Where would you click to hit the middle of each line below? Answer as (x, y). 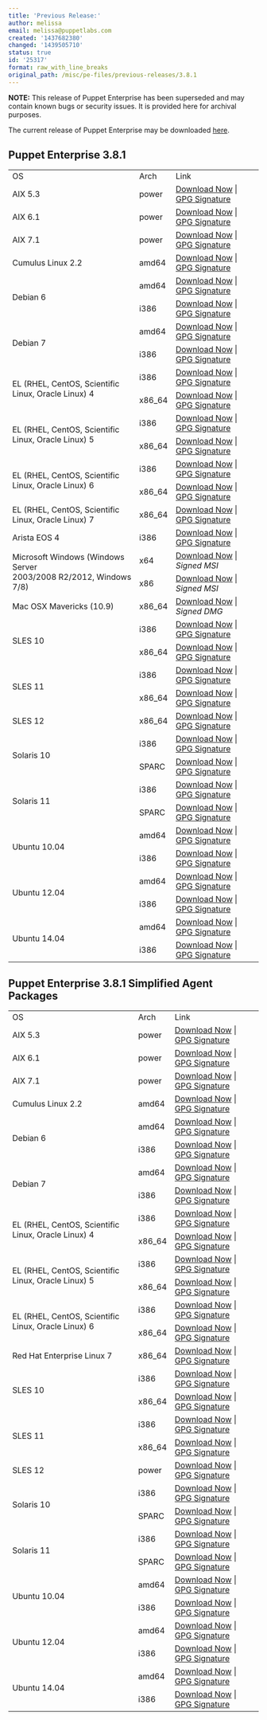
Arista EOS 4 (36, 538)
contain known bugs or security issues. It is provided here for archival (122, 106)
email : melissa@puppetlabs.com (60, 30)
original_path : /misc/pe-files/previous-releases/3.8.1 (103, 75)
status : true (30, 53)
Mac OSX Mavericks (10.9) (63, 606)
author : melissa (35, 23)
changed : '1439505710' (46, 45)
